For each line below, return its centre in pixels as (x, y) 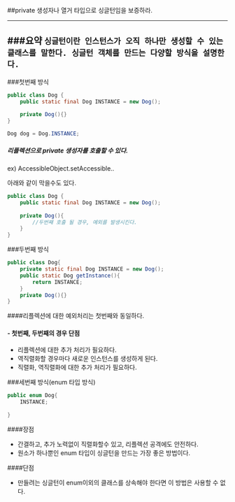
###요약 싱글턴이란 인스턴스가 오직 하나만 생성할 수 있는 (115, 41)
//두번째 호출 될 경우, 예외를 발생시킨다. (85, 222)
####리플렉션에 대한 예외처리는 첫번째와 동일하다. (76, 316)
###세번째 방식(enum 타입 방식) (51, 382)
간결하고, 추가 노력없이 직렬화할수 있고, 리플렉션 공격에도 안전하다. (108, 444)
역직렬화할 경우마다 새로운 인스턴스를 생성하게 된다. (87, 359)
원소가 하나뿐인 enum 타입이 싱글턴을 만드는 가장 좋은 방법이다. (104, 452)
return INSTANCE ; (57, 282)
